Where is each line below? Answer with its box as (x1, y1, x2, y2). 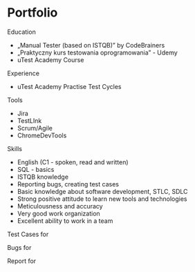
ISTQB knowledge (17, 173, 69, 181)
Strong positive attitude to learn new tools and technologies (17, 195, 187, 203)
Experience (7, 69, 40, 77)
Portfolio (7, 5, 58, 21)
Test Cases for (7, 230, 49, 238)
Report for (7, 257, 37, 265)
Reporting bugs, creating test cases (17, 179, 120, 188)
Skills (7, 144, 23, 153)
